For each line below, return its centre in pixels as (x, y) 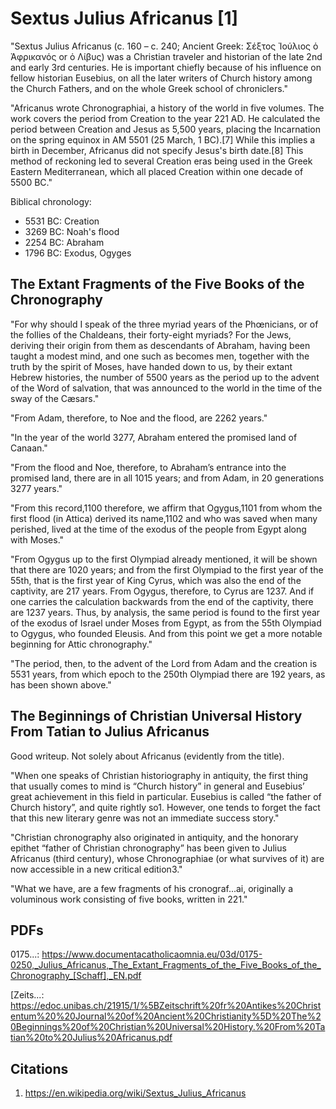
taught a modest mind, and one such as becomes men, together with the (160, 356)
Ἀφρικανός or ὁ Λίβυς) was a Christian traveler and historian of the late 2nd (166, 56)
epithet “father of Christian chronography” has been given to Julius (148, 848)
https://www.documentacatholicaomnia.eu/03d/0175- (152, 954)
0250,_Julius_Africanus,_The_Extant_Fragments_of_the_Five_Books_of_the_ (166, 965)
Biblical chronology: (51, 201)
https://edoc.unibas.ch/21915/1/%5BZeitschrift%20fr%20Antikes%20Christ (166, 1006)
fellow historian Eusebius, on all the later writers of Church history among (161, 78)
